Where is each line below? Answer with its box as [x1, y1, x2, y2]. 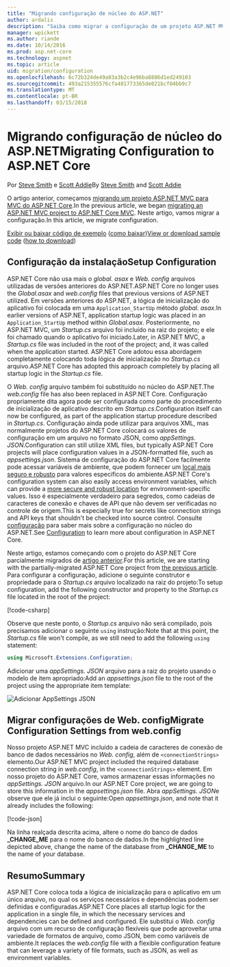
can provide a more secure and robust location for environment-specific [7, 484, 211, 492]
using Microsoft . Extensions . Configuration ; [7, 654, 133, 661]
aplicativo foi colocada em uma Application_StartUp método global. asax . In [7, 303, 222, 312]
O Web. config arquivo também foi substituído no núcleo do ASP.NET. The [7, 382, 214, 391]
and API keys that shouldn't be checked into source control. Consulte [7, 514, 203, 522]
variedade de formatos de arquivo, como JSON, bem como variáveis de [7, 932, 209, 940]
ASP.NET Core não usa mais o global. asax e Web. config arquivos [7, 274, 196, 283]
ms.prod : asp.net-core [7, 49, 72, 56]
